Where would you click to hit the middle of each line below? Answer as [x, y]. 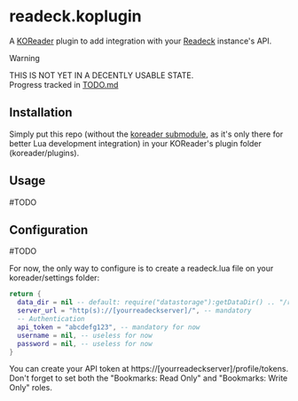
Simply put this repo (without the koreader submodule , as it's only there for [146, 134]
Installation [41, 113]
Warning [24, 58]
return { [25, 295]
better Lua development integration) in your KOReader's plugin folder [135, 143]
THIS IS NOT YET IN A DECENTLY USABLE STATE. [102, 75]
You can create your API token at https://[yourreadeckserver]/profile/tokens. [149, 369]
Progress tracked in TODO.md [64, 84]
